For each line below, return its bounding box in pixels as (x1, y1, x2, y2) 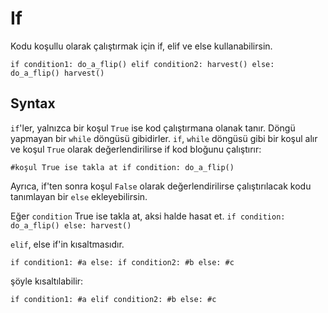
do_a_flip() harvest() (10, 68, 105, 78)
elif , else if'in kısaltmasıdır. (10, 238, 125, 250)
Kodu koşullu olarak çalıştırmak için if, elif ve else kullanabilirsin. (10, 40, 273, 52)
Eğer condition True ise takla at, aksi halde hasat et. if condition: (10, 210, 286, 222)
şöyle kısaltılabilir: (10, 275, 84, 287)
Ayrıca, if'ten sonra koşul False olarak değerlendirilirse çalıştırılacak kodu (10, 180, 312, 192)
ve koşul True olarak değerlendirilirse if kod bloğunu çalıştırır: (10, 143, 262, 155)
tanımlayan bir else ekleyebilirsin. (10, 190, 148, 202)
